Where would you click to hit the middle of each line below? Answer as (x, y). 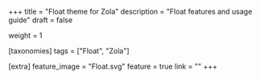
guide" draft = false (41, 20)
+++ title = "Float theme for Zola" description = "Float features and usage (130, 12)
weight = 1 (25, 36)
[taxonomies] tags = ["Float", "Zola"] (69, 51)
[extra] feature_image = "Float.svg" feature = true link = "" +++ (113, 66)
